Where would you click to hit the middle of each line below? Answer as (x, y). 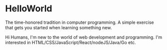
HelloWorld (29, 9)
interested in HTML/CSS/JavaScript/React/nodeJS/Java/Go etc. (71, 42)
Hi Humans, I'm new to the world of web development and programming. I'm (84, 37)
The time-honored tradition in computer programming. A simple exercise (80, 22)
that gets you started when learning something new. (59, 27)
